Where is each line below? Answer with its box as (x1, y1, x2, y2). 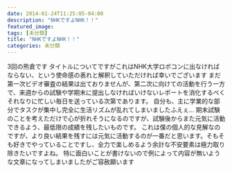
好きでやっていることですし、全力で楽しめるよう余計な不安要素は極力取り (12, 140, 225, 148)
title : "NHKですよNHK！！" (7, 36, 80, 43)
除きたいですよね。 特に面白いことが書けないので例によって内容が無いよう (7, 149, 221, 157)
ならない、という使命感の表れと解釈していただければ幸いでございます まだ (7, 71, 222, 79)
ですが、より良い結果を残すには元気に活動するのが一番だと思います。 (7, 132, 207, 139)
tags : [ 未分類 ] (7, 29, 48, 37)
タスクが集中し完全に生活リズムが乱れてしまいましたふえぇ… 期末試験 (19, 105, 220, 114)
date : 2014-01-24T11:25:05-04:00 (7, 10, 104, 17)
